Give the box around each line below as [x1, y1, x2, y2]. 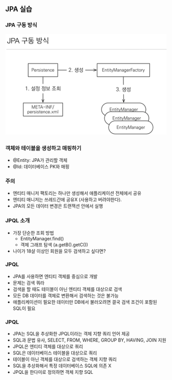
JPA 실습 [5, 5, 32, 14]
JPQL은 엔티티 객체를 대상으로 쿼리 [12, 344, 83, 350]
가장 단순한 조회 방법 [12, 229, 54, 236]
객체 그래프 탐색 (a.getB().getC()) [20, 241, 89, 247]
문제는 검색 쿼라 [12, 280, 45, 286]
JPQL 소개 [5, 217, 30, 224]
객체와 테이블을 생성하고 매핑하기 [5, 144, 82, 152]
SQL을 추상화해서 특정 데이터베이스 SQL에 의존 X [12, 363, 112, 369]
